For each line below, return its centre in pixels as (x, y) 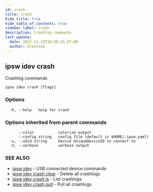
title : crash (19, 14)
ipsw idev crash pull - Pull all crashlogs (52, 184)
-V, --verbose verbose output (50, 146)
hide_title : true (23, 19)
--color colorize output (55, 133)
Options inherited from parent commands (56, 122)
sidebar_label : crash (27, 28)
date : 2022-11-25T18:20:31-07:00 (44, 42)
